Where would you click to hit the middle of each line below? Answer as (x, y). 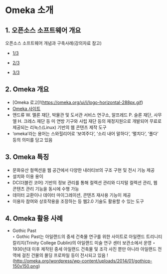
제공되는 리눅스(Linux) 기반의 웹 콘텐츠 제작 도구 (59, 127)
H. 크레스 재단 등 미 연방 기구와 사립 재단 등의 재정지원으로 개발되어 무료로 (90, 121)
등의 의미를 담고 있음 (32, 140)
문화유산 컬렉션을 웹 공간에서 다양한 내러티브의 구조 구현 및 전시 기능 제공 (83, 170)
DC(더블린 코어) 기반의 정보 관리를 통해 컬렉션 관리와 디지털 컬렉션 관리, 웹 (85, 182)
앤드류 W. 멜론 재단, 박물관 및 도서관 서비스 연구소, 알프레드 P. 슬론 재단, (83, 115)
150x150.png (25, 266)
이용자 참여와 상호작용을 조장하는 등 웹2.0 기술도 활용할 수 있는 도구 (78, 201)
